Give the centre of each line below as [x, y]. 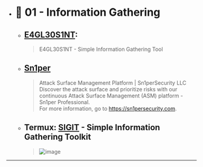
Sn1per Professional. [65, 102]
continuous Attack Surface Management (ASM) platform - [111, 96]
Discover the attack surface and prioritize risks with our [108, 89]
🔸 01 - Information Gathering [88, 12]
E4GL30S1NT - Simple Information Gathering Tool [101, 49]
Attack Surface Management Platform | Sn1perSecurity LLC [113, 83]
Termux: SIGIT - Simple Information [92, 127]
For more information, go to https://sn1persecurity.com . [108, 108]
